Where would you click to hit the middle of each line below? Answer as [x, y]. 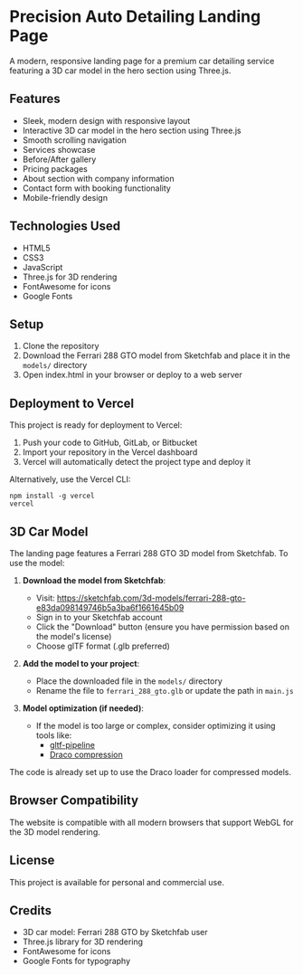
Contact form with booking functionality [97, 188]
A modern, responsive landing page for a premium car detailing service [142, 61]
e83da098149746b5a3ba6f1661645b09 [110, 607]
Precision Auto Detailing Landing [135, 17]
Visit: [46, 598]
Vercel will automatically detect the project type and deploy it [137, 462]
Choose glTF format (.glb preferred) [103, 646]
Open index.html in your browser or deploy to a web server [132, 375]
